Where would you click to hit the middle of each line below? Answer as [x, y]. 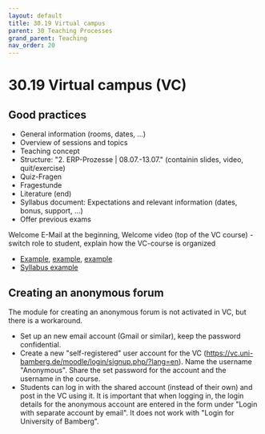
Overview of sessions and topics [74, 143]
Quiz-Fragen [41, 176]
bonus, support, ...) [52, 211]
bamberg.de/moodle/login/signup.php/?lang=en [99, 361]
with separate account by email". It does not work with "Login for [127, 412]
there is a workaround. [45, 320]
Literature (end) [46, 194]
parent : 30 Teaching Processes [60, 30]
